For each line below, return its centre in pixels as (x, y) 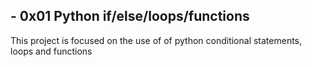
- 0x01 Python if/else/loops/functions (130, 16)
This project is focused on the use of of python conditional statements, (156, 40)
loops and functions (51, 51)
